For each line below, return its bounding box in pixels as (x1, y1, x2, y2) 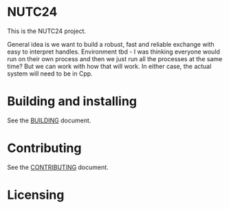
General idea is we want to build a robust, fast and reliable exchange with (7, 40, 215, 48)
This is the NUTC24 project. (7, 27, 86, 35)
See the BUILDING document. (7, 116, 91, 124)
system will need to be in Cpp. (7, 69, 93, 78)
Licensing (7, 187, 65, 203)
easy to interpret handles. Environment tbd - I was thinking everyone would (7, 47, 220, 56)
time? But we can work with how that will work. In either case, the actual (7, 62, 212, 70)
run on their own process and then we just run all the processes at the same (7, 54, 223, 63)
